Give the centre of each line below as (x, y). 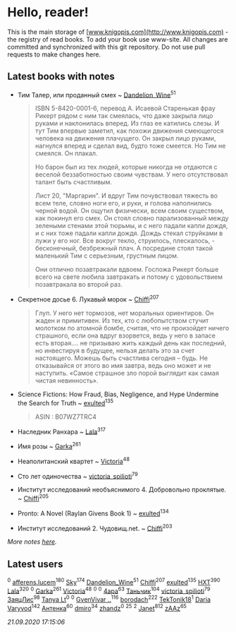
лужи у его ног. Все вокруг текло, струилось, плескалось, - (125, 241)
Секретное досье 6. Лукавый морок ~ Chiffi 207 (88, 299)
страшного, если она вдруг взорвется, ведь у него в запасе (125, 335)
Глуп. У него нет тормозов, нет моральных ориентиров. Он (124, 313)
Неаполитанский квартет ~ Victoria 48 (74, 461)
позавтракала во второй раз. (79, 285)
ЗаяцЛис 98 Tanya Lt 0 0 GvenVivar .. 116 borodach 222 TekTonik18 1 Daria (109, 599)
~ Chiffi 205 (33, 497)
